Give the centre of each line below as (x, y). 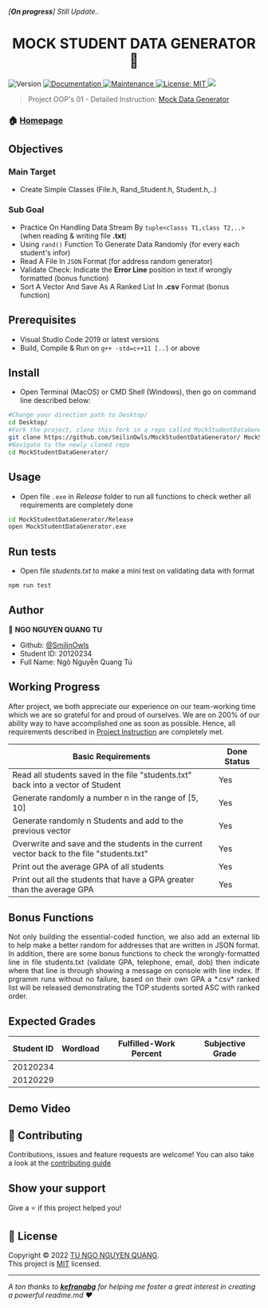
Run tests (32, 552)
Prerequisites (42, 320)
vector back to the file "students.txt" (80, 853)
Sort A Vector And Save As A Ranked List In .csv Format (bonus (124, 286)
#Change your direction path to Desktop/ (78, 415)
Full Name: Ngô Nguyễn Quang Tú (76, 662)
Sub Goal (26, 210)
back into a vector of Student (67, 785)
